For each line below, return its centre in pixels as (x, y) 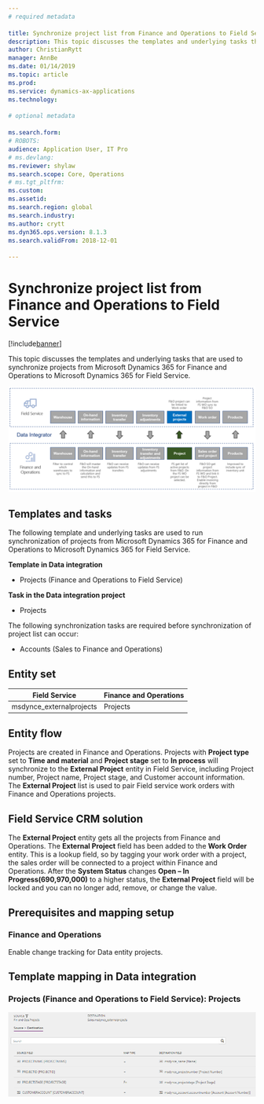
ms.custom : (26, 191)
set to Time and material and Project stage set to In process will (113, 761)
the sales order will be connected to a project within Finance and (113, 863)
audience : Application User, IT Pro (68, 149)
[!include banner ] (35, 344)
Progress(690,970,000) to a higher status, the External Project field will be (131, 879)
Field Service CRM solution (76, 818)
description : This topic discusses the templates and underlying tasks (128, 42)
